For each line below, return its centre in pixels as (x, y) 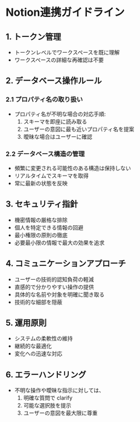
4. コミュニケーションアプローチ (66, 264)
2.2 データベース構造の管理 (45, 154)
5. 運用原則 (26, 323)
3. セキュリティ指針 (42, 204)
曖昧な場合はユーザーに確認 (58, 136)
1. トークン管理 (33, 37)
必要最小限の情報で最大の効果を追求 (59, 242)
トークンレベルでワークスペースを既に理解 (67, 52)
